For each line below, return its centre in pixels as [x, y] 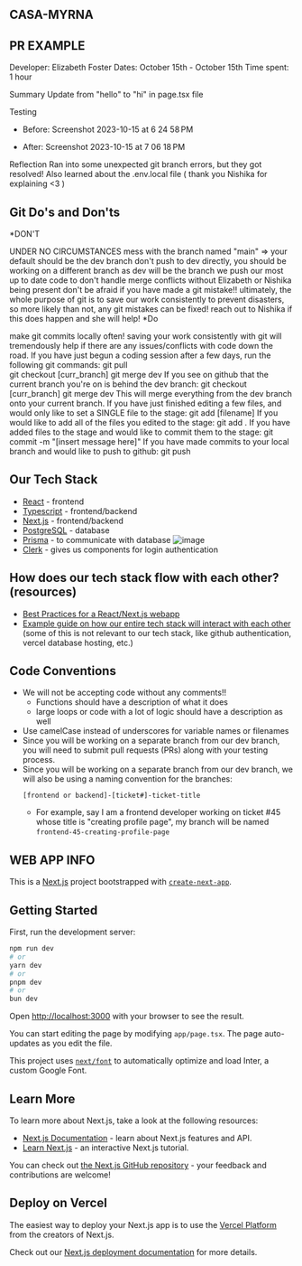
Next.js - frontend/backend [73, 520]
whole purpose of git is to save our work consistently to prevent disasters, [147, 300]
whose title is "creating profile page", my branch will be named [152, 822]
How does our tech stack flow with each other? [144, 578]
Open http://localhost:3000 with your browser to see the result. [127, 1017]
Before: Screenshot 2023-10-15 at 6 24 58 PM [108, 129]
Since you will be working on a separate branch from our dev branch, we [157, 769]
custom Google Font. [48, 1071]
